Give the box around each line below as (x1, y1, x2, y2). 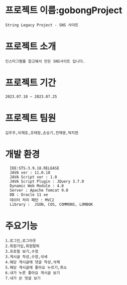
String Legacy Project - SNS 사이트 (5, 22, 79, 28)
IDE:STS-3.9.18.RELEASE (10, 165, 59, 170)
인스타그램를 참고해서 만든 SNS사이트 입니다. (5, 59, 85, 64)
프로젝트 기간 (5, 77, 56, 89)
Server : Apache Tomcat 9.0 (10, 188, 69, 193)
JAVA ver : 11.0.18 (10, 170, 51, 175)
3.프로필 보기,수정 (5, 249, 39, 254)
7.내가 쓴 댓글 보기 (5, 275, 41, 280)
